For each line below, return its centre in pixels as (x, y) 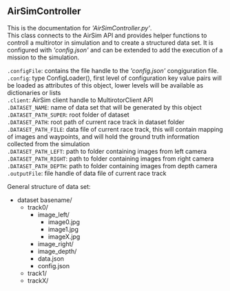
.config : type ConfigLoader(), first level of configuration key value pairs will (115, 78)
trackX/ (38, 280)
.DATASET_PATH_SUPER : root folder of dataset (68, 114)
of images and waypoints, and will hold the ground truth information (103, 137)
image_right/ (55, 243)
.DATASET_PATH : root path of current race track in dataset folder (96, 122)
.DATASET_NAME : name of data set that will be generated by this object (104, 107)
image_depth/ (57, 251)
